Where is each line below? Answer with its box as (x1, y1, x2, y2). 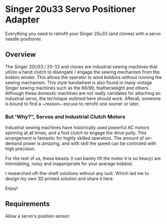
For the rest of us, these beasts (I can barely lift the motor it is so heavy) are (5, 156, 161, 162)
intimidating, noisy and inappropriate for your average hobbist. (5, 161, 134, 167)
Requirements (5, 200, 50, 208)
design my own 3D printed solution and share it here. (5, 176, 114, 182)
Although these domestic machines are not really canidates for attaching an (5, 90, 161, 96)
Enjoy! (5, 186, 18, 192)
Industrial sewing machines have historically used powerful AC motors (5, 125, 150, 131)
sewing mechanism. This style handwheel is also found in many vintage (5, 79, 153, 85)
